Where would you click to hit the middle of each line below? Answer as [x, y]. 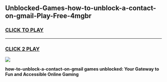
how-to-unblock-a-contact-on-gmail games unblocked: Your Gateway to [82, 69]
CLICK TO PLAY [24, 30]
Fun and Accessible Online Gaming [42, 74]
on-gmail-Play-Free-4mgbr [48, 16]
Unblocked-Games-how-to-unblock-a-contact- [81, 8]
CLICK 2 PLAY [22, 49]
